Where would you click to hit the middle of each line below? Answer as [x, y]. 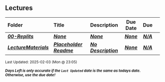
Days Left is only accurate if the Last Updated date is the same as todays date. [73, 71]
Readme [63, 50]
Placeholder [68, 44]
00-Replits [21, 36]
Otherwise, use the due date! [30, 75]
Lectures [19, 8]
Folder [15, 25]
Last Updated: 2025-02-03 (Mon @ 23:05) [41, 62]
